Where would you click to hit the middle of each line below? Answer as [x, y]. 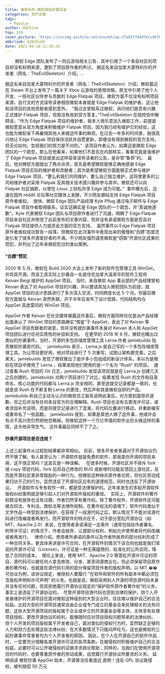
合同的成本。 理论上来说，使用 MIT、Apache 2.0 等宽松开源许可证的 [83, 556]
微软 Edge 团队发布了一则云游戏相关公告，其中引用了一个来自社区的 [83, 61]
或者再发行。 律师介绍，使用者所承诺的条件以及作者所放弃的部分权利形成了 [82, 537]
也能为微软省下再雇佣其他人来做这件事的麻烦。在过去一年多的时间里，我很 [80, 133]
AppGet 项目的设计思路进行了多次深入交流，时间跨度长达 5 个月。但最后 [78, 293]
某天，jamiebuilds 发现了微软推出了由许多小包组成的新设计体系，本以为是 [80, 358]
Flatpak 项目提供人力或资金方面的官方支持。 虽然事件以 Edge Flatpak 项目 [81, 225]
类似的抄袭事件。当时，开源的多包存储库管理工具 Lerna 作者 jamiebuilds [78, 340]
